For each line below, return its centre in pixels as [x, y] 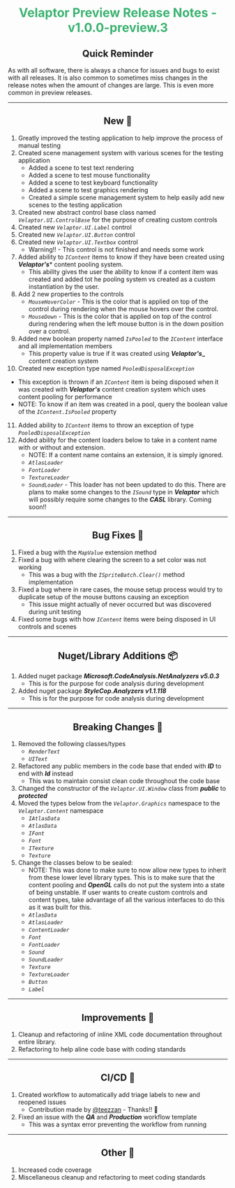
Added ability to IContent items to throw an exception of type [106, 425]
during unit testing [55, 611]
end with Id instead [46, 773]
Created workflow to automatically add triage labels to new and [109, 1094]
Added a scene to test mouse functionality [89, 175]
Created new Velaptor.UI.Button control [76, 234]
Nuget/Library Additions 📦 [118, 656]
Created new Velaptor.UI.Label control [75, 227]
